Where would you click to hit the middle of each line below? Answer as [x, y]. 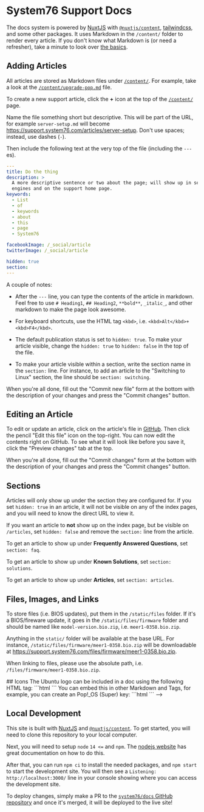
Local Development [44, 714]
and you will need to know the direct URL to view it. [70, 513]
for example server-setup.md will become [58, 124]
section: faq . [23, 550]
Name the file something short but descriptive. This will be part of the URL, [100, 117]
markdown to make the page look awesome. [70, 309]
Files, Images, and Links [53, 599]
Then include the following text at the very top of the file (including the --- [99, 148]
